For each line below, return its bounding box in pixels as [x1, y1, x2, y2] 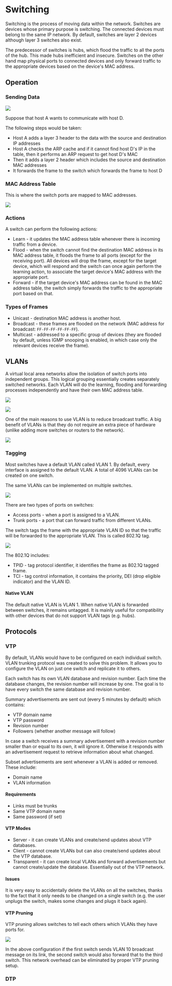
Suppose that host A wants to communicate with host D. [5, 114, 124, 121]
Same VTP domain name [12, 808, 65, 814]
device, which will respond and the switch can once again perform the [12, 263, 162, 269]
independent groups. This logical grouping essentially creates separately [5, 376, 160, 382]
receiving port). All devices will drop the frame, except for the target [12, 258, 157, 264]
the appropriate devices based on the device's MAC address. [5, 63, 135, 69]
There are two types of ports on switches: [5, 501, 94, 508]
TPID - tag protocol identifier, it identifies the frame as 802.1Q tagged [12, 562, 159, 568]
